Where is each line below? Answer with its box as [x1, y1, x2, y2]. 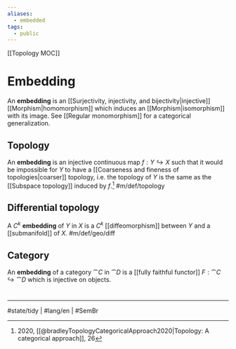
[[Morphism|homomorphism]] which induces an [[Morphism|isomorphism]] [7, 104, 225, 113]
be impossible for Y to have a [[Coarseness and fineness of [7, 165, 179, 174]
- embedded [13, 17, 46, 24]
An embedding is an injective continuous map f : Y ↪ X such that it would [7, 158, 223, 166]
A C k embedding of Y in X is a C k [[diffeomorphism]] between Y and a [7, 220, 211, 230]
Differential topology [7, 202, 100, 214]
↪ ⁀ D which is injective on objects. [7, 275, 112, 284]
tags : [7, 23, 23, 30]
